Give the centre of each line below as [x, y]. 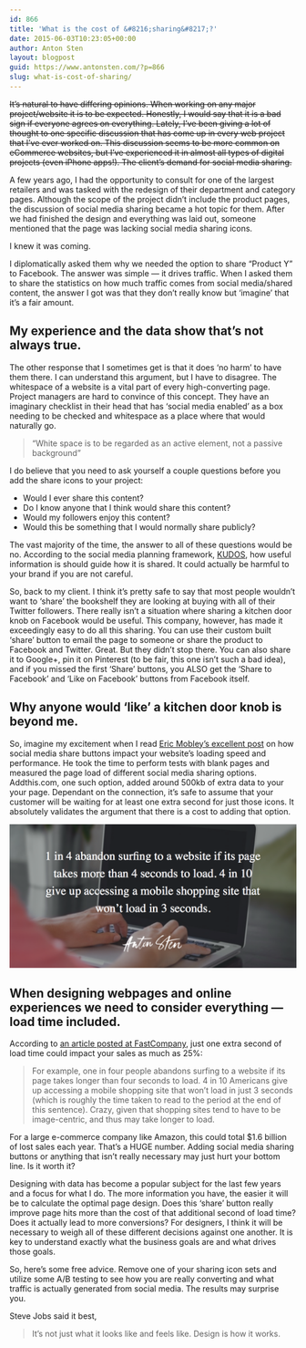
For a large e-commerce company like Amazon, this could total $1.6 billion [148, 1137]
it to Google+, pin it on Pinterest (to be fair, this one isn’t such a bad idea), [148, 659]
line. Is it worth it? [42, 1167]
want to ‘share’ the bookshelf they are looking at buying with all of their [143, 601]
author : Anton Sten [46, 48]
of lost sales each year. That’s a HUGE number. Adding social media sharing [152, 1147]
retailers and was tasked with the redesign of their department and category [153, 189]
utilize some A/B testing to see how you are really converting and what [142, 1279]
